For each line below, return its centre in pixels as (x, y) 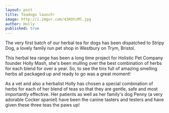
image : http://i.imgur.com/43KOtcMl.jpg (48, 19)
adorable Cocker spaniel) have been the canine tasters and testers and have (84, 100)
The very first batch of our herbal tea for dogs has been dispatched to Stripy (85, 43)
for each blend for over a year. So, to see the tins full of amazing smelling (81, 69)
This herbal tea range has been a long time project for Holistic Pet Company (84, 58)
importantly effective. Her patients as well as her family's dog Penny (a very (84, 94)
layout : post (19, 10)
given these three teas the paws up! (42, 105)
